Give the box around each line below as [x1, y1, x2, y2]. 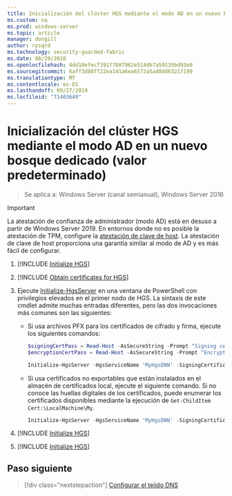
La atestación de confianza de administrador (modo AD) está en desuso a [7, 217, 217, 225]
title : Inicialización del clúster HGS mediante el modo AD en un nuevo [7, 10, 221, 17]
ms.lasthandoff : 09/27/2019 [7, 87, 88, 94]
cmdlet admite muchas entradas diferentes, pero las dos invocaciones [17, 301, 217, 309]
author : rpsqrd [7, 42, 51, 49]
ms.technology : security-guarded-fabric [7, 49, 126, 56]
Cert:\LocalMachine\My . [27, 403, 95, 412]
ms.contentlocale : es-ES [7, 81, 79, 88]
